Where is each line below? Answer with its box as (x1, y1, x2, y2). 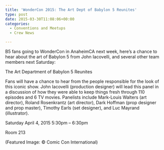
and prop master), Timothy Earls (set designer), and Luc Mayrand (5, 105, 140, 111)
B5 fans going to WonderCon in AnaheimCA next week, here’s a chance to (5, 48, 158, 54)
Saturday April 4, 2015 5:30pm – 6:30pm (5, 120, 88, 126)
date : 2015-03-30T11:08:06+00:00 (5, 16, 75, 21)
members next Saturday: (5, 59, 56, 65)
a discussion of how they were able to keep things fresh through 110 (5, 89, 145, 95)
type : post (5, 12, 28, 17)
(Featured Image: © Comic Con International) (5, 139, 98, 145)
